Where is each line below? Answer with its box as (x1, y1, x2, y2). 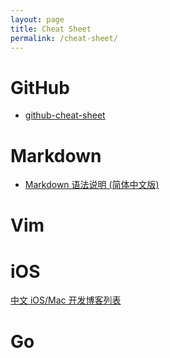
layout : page (10, 14, 65, 25)
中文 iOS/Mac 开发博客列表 (10, 294, 122, 306)
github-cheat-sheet (24, 109, 106, 121)
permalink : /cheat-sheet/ (10, 33, 118, 43)
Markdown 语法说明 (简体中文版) (24, 179, 160, 191)
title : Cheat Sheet (10, 24, 92, 34)
